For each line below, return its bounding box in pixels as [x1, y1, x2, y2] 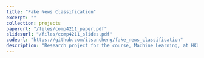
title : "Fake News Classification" [6, 8, 97, 15]
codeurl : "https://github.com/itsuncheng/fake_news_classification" [6, 37, 183, 43]
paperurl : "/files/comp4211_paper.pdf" [6, 25, 107, 32]
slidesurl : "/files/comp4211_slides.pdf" [6, 31, 113, 37]
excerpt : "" [6, 14, 36, 21]
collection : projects [6, 20, 61, 26]
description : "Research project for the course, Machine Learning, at [6, 43, 189, 49]
